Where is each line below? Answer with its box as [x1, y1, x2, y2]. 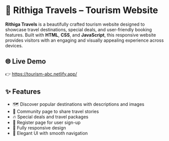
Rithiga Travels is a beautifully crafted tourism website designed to [5, 21, 145, 27]
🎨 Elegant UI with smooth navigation [12, 130, 88, 136]
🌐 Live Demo [5, 57, 46, 66]
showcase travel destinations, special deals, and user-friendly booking [5, 26, 152, 32]
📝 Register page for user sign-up [12, 119, 81, 125]
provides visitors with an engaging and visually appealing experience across [5, 37, 164, 43]
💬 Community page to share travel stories [12, 108, 99, 114]
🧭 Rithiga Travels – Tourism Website [5, 5, 158, 16]
